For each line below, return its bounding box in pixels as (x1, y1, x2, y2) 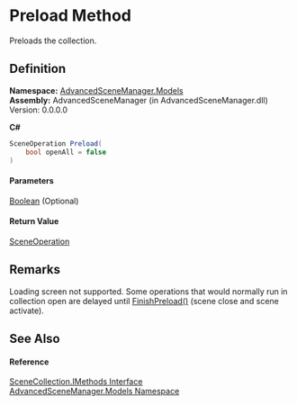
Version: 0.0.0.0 (9, 104, 68, 115)
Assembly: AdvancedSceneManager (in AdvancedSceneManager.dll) (9, 94, 268, 105)
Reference (9, 356, 49, 367)
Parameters (9, 175, 54, 185)
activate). (9, 305, 45, 316)
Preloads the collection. (9, 35, 97, 46)
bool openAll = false (25, 148, 106, 157)
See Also (9, 330, 60, 346)
